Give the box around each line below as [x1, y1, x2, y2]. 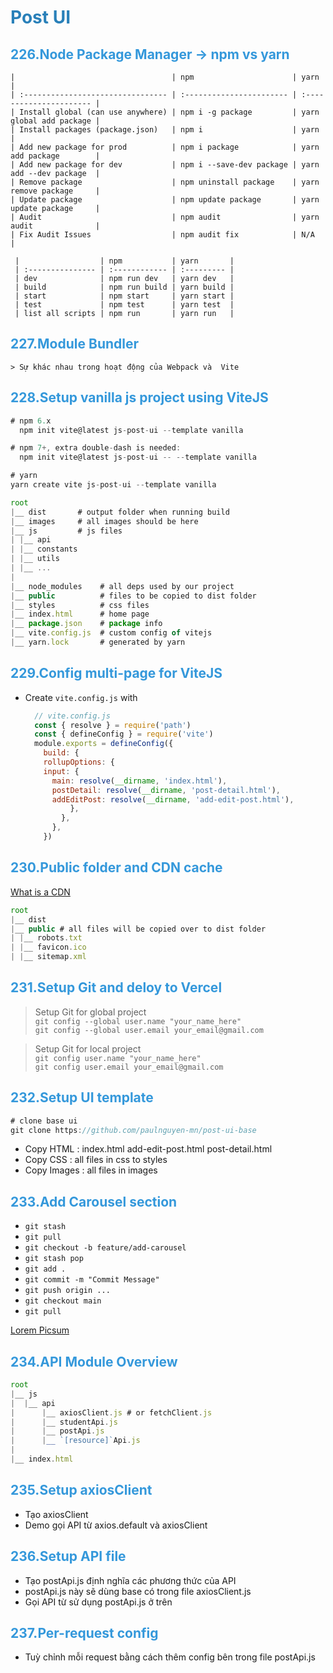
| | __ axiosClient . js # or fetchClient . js [10, 1407, 213, 1418]
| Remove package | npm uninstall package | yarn [10, 177, 320, 187]
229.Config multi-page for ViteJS [10, 665, 223, 682]
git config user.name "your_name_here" [34, 1053, 202, 1063]
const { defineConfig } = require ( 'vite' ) [34, 729, 214, 740]
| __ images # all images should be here [10, 516, 199, 526]
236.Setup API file [10, 1548, 127, 1565]
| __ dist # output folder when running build [10, 507, 230, 517]
